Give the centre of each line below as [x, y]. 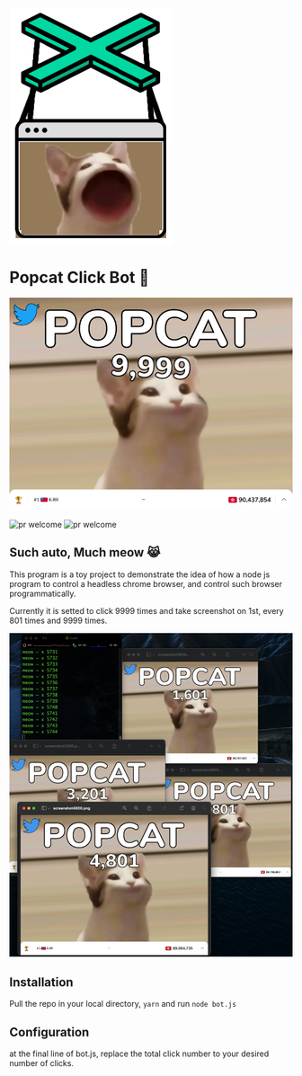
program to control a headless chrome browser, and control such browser [146, 583]
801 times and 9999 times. [58, 620]
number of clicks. [42, 1063]
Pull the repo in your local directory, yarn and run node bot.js [123, 1004]
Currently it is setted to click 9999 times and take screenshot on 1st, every [147, 610]
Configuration [49, 1032]
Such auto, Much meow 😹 [85, 552]
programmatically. [43, 593]
